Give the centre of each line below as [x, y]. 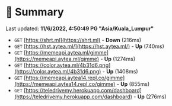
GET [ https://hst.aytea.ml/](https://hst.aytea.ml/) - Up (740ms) [89, 46]
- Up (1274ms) [118, 59]
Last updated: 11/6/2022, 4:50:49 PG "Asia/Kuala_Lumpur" [80, 28]
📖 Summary [35, 12]
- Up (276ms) [150, 97]
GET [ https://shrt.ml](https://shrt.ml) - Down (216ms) [78, 40]
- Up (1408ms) [120, 71]
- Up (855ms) [133, 84]
